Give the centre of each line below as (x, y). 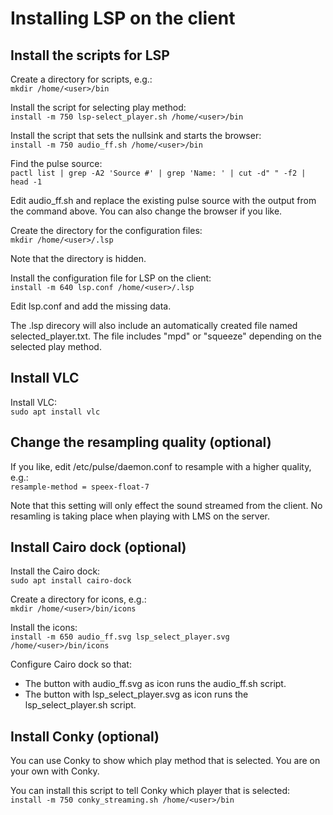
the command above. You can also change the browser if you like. (146, 211)
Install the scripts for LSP (90, 55)
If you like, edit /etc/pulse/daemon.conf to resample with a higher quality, (161, 466)
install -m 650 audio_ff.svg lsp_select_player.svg (120, 637)
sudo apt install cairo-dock (71, 581)
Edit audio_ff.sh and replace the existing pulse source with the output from (163, 200)
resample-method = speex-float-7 (80, 487)
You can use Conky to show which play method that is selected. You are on (165, 761)
